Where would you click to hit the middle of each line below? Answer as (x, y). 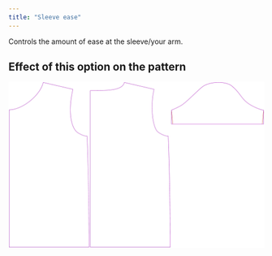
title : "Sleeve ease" (45, 17)
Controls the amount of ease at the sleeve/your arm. (96, 41)
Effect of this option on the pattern (97, 67)
